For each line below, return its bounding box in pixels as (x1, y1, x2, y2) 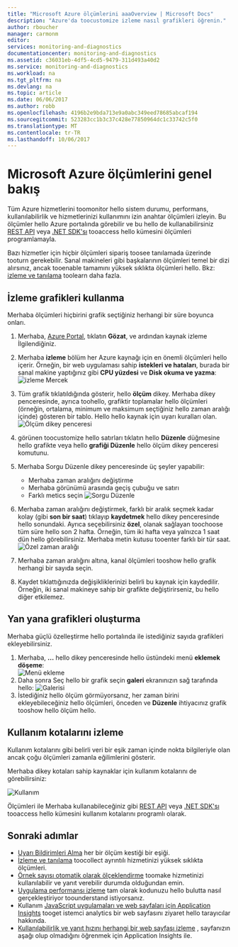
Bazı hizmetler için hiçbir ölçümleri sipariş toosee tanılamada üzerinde (7, 249, 211, 257)
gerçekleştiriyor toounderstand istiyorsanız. (17, 894, 145, 902)
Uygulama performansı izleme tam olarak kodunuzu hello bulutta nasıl (17, 886, 222, 895)
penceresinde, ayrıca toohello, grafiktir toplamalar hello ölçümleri (17, 397, 208, 405)
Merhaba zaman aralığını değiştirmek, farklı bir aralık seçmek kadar (17, 505, 214, 513)
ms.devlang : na (7, 83, 52, 90)
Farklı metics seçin (28, 491, 84, 499)
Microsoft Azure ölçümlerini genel (7, 166, 212, 182)
